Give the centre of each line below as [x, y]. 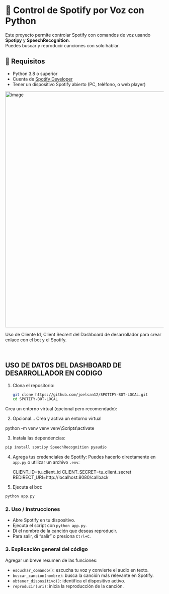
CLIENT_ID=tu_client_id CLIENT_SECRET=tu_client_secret [72, 472]
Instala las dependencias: [39, 438]
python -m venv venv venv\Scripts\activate [50, 428]
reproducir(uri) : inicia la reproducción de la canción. [68, 586]
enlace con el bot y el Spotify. [36, 340]
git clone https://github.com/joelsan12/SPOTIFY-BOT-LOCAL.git [80, 395]
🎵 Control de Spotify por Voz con [75, 10]
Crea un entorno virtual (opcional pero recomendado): [61, 409]
